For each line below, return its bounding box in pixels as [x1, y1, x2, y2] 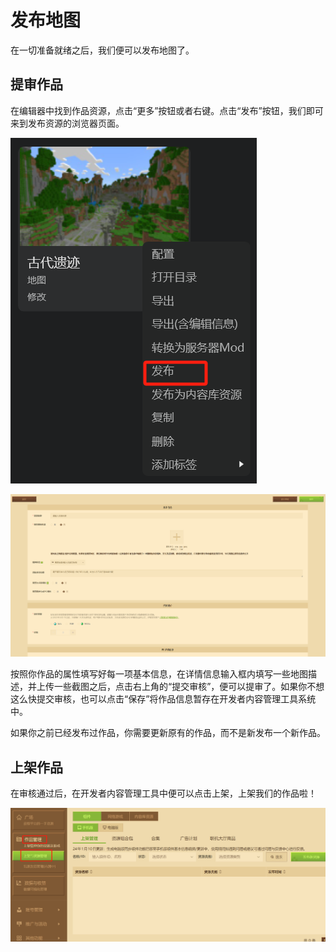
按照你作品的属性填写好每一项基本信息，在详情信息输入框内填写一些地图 [10, 668, 308, 680]
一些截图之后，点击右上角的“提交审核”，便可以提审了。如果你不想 [53, 681, 325, 693]
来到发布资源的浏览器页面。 [10, 117, 125, 129]
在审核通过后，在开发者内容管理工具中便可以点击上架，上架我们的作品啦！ [10, 787, 317, 800]
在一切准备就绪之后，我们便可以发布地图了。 [10, 44, 195, 56]
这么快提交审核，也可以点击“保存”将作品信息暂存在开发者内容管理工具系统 [10, 693, 317, 705]
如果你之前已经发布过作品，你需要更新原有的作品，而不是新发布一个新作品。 [10, 727, 326, 739]
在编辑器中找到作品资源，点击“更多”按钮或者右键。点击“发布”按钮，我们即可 [10, 104, 324, 116]
